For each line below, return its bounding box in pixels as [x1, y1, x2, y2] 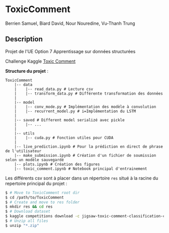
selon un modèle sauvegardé [5, 157, 64, 162]
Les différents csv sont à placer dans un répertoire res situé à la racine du [5, 175, 158, 181]
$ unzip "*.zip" [5, 223, 39, 228]
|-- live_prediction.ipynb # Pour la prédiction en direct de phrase [14, 144, 163, 149]
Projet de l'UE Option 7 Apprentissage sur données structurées [5, 48, 136, 54]
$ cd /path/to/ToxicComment [5, 195, 64, 200]
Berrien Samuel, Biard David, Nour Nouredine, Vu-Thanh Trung [5, 20, 135, 26]
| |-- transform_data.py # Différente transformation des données [14, 91, 163, 96]
